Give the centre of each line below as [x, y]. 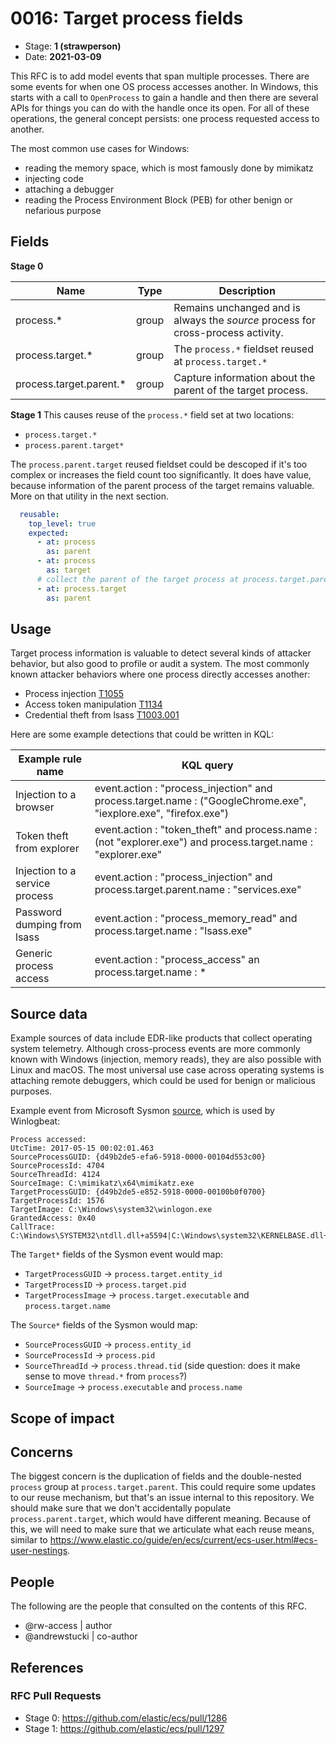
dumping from [48, 925]
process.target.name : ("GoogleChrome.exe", [200, 801]
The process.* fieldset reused [243, 349]
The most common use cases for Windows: [100, 148]
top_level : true [62, 523]
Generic [34, 954]
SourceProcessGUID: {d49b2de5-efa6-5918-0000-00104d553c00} [138, 1157]
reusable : [39, 514]
